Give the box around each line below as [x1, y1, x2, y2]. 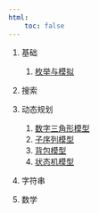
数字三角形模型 [34, 122, 90, 134]
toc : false [24, 21, 65, 30]
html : [8, 12, 29, 22]
